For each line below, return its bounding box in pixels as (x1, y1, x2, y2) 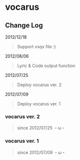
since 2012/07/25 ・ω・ (17, 125, 66, 131)
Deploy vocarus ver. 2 (17, 82, 62, 88)
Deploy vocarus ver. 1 (17, 101, 61, 107)
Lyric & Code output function (17, 63, 76, 68)
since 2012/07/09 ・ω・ (17, 149, 66, 155)
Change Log (5, 21, 43, 30)
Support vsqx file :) (17, 44, 56, 49)
